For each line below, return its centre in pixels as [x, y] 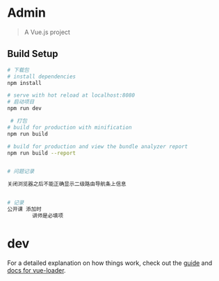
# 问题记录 [21, 172]
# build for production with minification [70, 127]
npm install [24, 83]
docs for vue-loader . [36, 270]
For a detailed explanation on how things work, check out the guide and [110, 263]
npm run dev [24, 109]
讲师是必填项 [48, 216]
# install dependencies [42, 77]
